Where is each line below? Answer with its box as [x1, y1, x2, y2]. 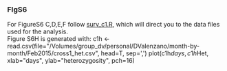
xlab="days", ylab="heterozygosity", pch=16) [7, 57, 136, 65]
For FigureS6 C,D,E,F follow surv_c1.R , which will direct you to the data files [7, 20, 220, 29]
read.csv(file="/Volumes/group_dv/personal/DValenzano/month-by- [7, 42, 200, 51]
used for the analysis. [7, 27, 69, 35]
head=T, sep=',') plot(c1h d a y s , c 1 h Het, [100, 49, 209, 57]
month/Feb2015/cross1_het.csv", [7, 49, 100, 57]
